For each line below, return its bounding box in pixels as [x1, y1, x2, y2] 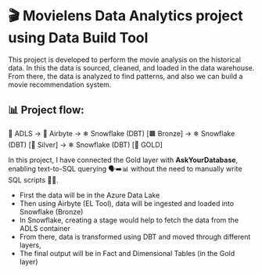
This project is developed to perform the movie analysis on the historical [8, 55, 241, 64]
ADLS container [19, 223, 70, 233]
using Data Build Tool [8, 29, 149, 47]
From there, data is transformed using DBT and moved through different [19, 232, 251, 241]
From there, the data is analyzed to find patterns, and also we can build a [8, 71, 243, 81]
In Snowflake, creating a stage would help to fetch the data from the [19, 215, 239, 225]
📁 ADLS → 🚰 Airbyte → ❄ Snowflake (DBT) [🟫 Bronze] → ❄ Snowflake [8, 128, 235, 138]
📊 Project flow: [8, 103, 84, 117]
